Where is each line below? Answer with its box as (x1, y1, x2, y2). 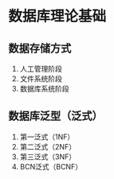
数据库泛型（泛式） (8, 109, 103, 123)
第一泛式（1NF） (19, 132, 75, 142)
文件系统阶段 (19, 74, 62, 84)
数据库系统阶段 (19, 84, 69, 93)
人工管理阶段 (19, 64, 62, 73)
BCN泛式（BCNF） (19, 161, 82, 171)
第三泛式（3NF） (19, 152, 77, 161)
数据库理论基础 (8, 7, 107, 25)
